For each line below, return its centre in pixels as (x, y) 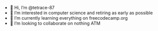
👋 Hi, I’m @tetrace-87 (32, 8)
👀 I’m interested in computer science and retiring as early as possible (81, 13)
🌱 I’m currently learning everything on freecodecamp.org (69, 18)
